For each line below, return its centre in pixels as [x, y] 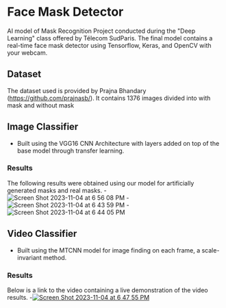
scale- [211, 250]
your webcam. [27, 53]
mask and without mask [40, 105]
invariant [29, 257]
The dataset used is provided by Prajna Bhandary [77, 90]
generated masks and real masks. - [57, 190]
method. [55, 257]
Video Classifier [42, 234]
